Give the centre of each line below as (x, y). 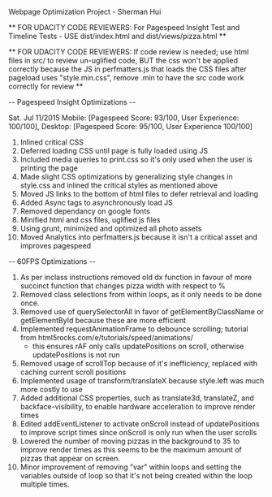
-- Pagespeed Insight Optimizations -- (72, 102)
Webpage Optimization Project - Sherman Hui (85, 12)
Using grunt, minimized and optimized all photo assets (111, 228)
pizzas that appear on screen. (70, 458)
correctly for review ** (46, 86)
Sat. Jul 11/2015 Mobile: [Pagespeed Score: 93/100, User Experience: (124, 118)
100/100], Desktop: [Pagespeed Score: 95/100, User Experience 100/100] (131, 126)
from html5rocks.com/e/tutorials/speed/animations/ (106, 337)
